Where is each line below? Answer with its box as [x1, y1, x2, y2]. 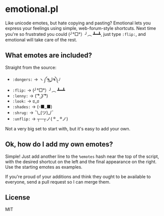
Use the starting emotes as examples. [5, 164, 83, 170]
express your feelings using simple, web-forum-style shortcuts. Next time [5, 25, 157, 31]
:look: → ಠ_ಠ [12, 98, 40, 104]
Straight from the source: [5, 64, 57, 70]
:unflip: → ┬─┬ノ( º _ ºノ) [12, 115, 68, 121]
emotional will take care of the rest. [5, 36, 77, 43]
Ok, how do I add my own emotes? [5, 140, 113, 149]
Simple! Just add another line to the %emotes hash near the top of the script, [5, 153, 160, 159]
